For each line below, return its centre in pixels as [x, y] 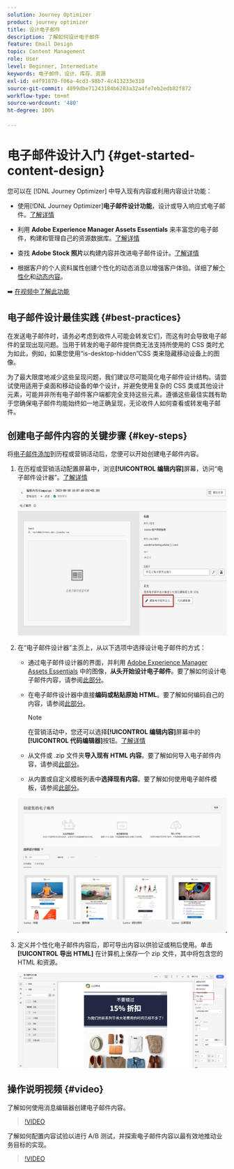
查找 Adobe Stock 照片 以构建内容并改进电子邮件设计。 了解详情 [108, 253]
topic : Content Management [46, 52]
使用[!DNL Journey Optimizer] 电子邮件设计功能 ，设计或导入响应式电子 [118, 205]
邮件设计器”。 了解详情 [55, 478]
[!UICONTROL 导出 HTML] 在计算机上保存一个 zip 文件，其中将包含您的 [120, 954]
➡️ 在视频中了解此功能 [38, 291]
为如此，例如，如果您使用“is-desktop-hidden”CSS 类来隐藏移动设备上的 [110, 353]
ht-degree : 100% [31, 111]
